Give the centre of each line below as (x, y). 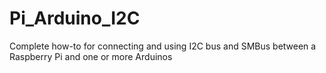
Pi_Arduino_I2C (75, 18)
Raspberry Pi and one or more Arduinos (91, 56)
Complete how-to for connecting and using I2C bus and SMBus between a (163, 46)
